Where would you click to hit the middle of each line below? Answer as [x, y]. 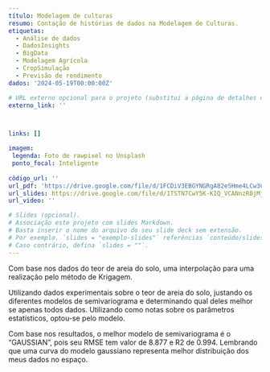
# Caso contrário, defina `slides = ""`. [79, 245]
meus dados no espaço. [48, 359]
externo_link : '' [37, 105]
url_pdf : [23, 186]
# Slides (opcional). [45, 215]
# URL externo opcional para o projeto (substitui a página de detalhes [133, 97]
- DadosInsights [43, 46]
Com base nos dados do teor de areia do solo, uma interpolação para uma [131, 268]
